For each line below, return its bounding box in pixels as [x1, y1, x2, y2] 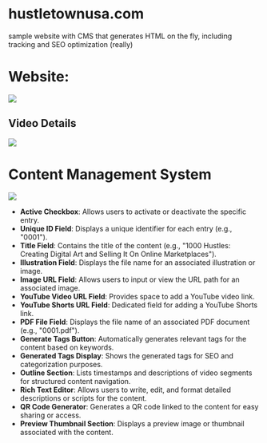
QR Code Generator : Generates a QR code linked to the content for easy [19, 401, 259, 411]
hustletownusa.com [8, 5, 145, 23]
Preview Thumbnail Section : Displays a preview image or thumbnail [19, 418, 245, 428]
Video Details [8, 117, 77, 130]
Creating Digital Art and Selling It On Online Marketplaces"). [19, 249, 217, 259]
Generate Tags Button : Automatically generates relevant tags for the [19, 334, 247, 343]
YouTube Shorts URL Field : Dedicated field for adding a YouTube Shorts [19, 300, 258, 310]
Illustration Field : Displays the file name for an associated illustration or [19, 257, 256, 267]
